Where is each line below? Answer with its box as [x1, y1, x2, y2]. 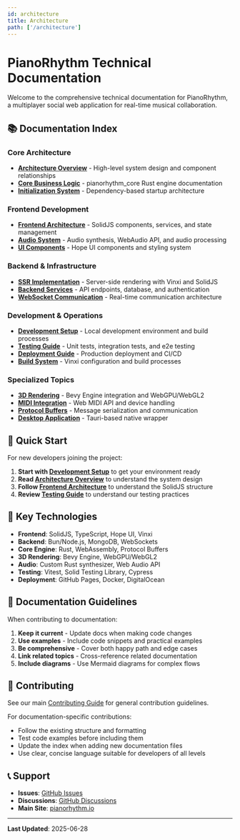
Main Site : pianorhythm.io [17, 804, 95, 813]
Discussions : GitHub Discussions [17, 796, 117, 805]
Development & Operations [7, 310, 104, 320]
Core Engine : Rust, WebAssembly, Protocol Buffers [17, 544, 169, 554]
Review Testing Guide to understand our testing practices [17, 490, 189, 499]
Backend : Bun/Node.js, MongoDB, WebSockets [17, 537, 159, 546]
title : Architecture [7, 17, 69, 24]
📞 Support [7, 769, 51, 782]
